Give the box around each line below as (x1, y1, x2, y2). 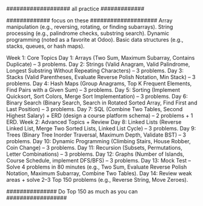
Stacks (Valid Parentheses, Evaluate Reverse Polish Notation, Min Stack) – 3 (6, 74, 196, 80)
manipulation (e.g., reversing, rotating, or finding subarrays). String (6, 24, 173, 30)
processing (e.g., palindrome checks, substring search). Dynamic (6, 30, 170, 37)
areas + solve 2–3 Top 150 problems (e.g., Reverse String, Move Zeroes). (6, 176, 188, 183)
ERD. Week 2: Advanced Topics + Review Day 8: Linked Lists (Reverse (6, 118, 182, 126)
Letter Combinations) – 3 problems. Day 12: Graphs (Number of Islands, (6, 150, 185, 158)
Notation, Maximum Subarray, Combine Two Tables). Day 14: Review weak (6, 170, 192, 177)
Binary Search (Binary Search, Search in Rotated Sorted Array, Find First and (6, 99, 198, 106)
